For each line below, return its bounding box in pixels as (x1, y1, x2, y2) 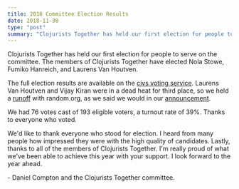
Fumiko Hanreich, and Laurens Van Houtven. (7, 65, 139, 73)
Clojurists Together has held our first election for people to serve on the (7, 50, 218, 58)
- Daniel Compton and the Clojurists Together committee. (7, 173, 176, 182)
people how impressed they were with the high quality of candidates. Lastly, (7, 137, 230, 145)
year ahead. (7, 160, 43, 168)
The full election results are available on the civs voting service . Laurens (7, 79, 219, 88)
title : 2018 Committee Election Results (7, 10, 129, 18)
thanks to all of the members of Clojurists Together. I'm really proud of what (7, 144, 229, 153)
